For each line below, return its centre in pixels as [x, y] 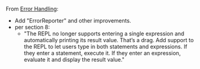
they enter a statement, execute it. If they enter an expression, [102, 53]
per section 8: [32, 27]
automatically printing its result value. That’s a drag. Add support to [109, 40]
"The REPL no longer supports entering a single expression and [104, 34]
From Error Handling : [32, 9]
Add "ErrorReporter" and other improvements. [73, 20]
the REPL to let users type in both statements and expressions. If [106, 46]
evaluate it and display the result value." [74, 60]
